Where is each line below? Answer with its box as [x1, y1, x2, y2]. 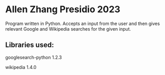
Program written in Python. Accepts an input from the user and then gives [5, 20, 160, 27]
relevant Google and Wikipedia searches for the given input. [5, 26, 131, 32]
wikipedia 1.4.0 [5, 64, 37, 70]
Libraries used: [5, 41, 54, 49]
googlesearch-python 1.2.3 [5, 54, 62, 60]
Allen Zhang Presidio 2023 [5, 4, 121, 15]
